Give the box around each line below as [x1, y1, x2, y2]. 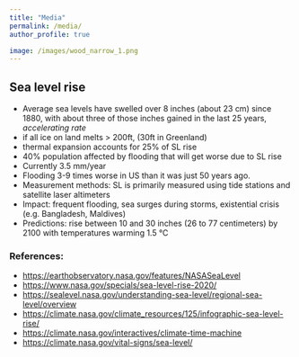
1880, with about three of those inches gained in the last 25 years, [22, 113, 268, 124]
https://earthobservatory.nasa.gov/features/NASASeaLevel [22, 271, 241, 281]
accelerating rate [22, 122, 87, 133]
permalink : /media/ [9, 22, 83, 31]
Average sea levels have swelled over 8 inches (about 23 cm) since [22, 103, 272, 114]
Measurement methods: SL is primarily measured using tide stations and [22, 180, 291, 191]
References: [9, 249, 65, 262]
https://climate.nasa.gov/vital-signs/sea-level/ [22, 337, 193, 348]
